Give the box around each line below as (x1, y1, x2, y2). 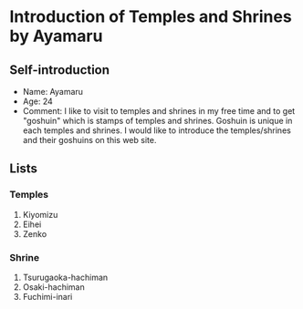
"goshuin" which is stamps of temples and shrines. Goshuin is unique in (22, 116, 293, 126)
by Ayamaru (9, 26, 103, 46)
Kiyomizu (22, 209, 58, 220)
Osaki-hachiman (22, 281, 85, 293)
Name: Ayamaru (22, 87, 84, 97)
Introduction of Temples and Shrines (9, 6, 292, 27)
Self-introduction (9, 62, 110, 77)
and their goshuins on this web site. (22, 135, 157, 145)
